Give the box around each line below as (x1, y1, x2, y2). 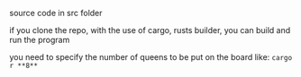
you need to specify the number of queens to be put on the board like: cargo (9, 52, 293, 62)
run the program (9, 35, 70, 45)
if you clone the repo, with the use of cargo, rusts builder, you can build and (9, 25, 291, 35)
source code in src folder (9, 8, 103, 18)
